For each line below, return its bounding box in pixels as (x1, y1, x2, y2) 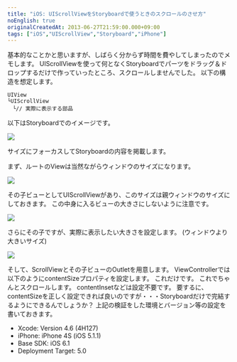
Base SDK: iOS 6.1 (17, 339, 70, 348)
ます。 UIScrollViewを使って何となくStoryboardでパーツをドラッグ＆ (19, 60, 221, 68)
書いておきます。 (7, 310, 57, 319)
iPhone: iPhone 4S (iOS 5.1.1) (17, 331, 101, 340)
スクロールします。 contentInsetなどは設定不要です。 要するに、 (19, 283, 208, 292)
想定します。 (19, 78, 57, 86)
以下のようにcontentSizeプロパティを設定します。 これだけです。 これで (7, 275, 218, 283)
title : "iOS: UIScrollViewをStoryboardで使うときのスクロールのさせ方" (7, 10, 206, 18)
